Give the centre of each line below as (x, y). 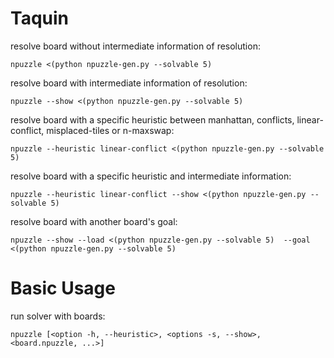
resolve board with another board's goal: (94, 221)
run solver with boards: (58, 316)
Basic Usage (63, 288)
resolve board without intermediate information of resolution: (135, 46)
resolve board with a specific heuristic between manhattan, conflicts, (152, 119)
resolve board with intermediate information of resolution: (129, 83)
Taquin (39, 18)
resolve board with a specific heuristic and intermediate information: (151, 176)
